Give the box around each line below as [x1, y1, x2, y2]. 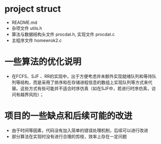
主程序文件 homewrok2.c [11, 37, 62, 43]
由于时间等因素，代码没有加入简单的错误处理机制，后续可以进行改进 [11, 127, 148, 133]
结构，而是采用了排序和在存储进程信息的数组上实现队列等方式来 [20, 79, 148, 85]
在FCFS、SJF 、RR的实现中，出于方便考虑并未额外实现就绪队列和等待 [11, 73, 152, 79]
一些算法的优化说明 [4, 56, 82, 68]
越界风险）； [20, 91, 44, 97]
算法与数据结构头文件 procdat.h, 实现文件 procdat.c [11, 31, 115, 37]
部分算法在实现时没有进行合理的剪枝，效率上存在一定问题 [11, 133, 127, 139]
